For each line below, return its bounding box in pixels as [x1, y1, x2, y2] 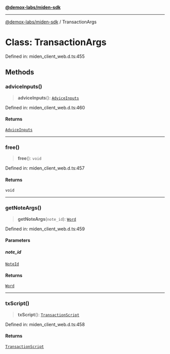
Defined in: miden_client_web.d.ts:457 [5, 165, 85, 171]
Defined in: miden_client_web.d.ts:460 [5, 104, 85, 110]
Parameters [5, 238, 30, 244]
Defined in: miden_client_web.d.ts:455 [5, 53, 85, 59]
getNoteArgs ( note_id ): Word [17, 216, 76, 222]
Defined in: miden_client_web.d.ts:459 [5, 225, 85, 232]
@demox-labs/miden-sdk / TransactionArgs [5, 19, 97, 25]
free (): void [17, 155, 42, 162]
